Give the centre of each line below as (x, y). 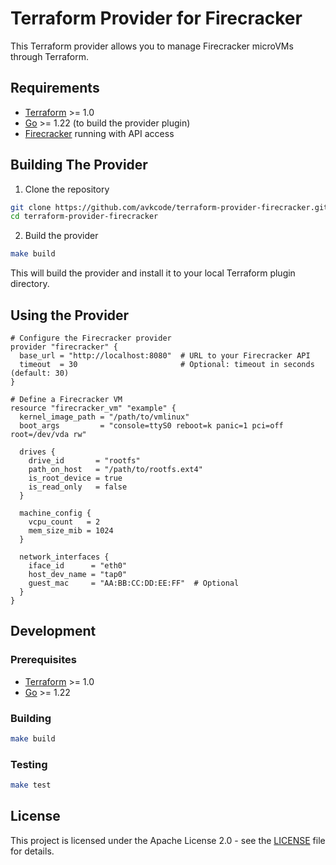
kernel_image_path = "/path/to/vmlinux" (104, 417)
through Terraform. (50, 56)
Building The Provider (79, 165)
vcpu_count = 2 (64, 522)
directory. (30, 284)
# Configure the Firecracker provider (91, 338)
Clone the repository (67, 189)
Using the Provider (70, 315)
